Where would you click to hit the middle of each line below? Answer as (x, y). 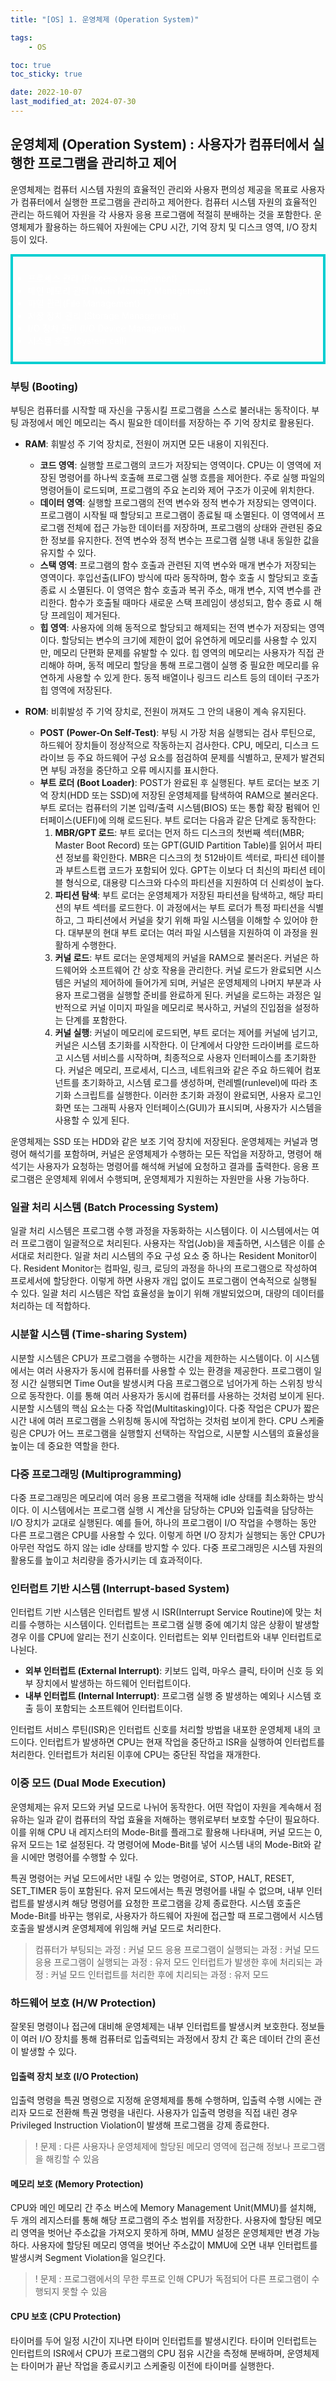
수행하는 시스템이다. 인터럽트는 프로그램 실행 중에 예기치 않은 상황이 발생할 (174, 1625)
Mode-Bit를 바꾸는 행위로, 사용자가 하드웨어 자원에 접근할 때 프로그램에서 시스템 (167, 1915)
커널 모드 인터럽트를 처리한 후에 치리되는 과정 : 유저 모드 (160, 1974)
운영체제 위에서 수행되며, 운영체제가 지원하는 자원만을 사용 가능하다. (177, 1179)
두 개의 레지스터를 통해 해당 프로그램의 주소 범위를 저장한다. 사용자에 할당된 (157, 2220)
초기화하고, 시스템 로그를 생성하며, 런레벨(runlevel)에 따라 (194, 1083)
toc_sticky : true (46, 74)
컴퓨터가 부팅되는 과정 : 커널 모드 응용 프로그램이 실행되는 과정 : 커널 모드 (177, 1949)
